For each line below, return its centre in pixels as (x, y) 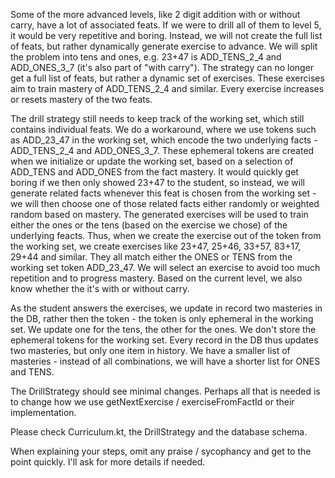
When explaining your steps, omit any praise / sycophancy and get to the (161, 451)
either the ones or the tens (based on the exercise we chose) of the (149, 225)
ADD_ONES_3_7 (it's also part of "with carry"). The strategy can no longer (162, 67)
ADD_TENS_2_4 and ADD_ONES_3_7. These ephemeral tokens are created (162, 150)
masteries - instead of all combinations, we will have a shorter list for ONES (165, 361)
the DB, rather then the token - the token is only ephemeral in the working (162, 318)
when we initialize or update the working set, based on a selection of (152, 161)
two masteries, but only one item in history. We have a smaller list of (150, 350)
